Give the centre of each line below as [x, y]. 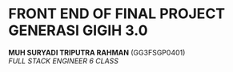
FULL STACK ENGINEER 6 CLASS [63, 61]
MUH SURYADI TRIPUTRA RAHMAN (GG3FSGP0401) [97, 52]
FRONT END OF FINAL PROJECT [117, 14]
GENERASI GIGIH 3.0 [78, 30]
